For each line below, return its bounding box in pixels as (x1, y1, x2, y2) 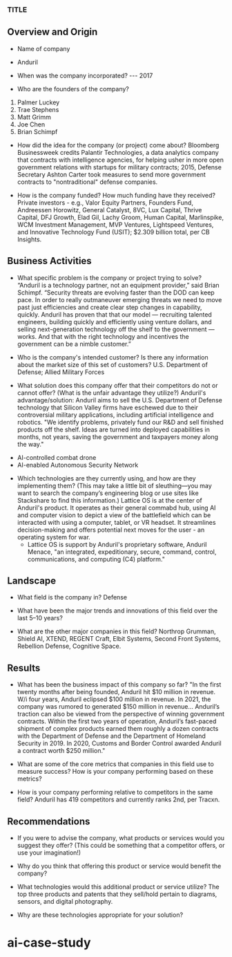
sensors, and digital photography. (17, 897, 113, 905)
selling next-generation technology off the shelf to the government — (17, 325, 215, 333)
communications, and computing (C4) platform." (27, 555, 166, 563)
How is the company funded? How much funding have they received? (17, 191, 216, 199)
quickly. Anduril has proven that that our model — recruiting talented (17, 310, 212, 319)
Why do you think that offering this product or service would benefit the (17, 862, 222, 870)
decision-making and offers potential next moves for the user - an (17, 526, 205, 534)
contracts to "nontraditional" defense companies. (17, 178, 158, 186)
